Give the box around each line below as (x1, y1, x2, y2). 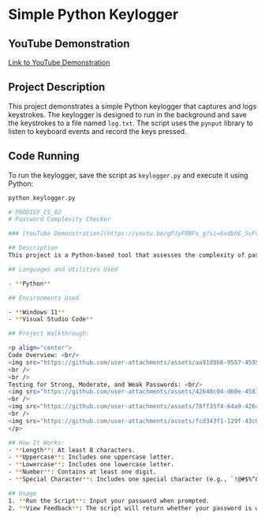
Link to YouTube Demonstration (8, 58, 110, 67)
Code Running (8, 150, 80, 163)
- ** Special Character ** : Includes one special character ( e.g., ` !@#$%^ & (8, 475, 259, 483)
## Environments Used (8, 294, 80, 302)
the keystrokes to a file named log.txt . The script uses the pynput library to (8, 118, 254, 128)
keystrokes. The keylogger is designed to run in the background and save (8, 110, 247, 119)
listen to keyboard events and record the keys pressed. (8, 126, 187, 136)
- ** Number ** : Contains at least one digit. (8, 468, 157, 476)
